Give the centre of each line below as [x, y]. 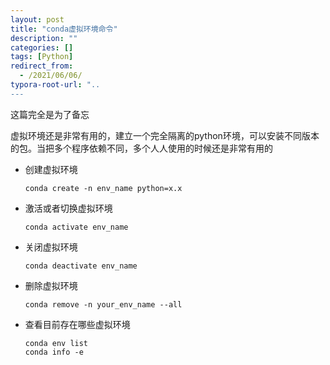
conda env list [56, 343]
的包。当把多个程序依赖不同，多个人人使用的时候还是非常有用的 [141, 148]
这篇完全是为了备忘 [50, 114]
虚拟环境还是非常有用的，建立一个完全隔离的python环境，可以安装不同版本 [165, 135]
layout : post [37, 19]
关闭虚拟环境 [51, 247]
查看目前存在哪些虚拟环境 [77, 324]
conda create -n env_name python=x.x [103, 188]
